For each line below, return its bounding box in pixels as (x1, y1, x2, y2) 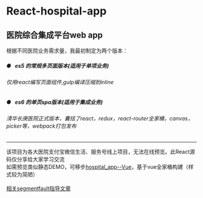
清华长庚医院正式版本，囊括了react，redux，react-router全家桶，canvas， (6, 114, 193, 122)
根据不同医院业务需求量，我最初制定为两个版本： (6, 47, 128, 54)
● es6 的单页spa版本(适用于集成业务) (6, 98, 103, 105)
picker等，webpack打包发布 (6, 122, 77, 130)
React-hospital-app (6, 4, 107, 18)
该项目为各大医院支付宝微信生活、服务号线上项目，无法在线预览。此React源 (6, 148, 195, 155)
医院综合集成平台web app (6, 30, 103, 40)
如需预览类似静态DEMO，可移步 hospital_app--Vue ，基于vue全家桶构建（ (6, 163, 188, 170)
